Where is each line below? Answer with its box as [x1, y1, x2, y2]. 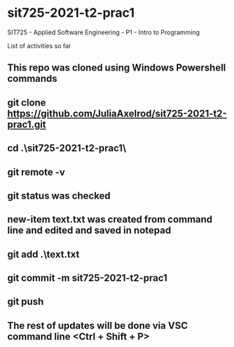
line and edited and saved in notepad [7, 225, 172, 236]
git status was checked [7, 190, 111, 201]
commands [7, 73, 57, 85]
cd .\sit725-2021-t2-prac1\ [7, 142, 127, 155]
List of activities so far [7, 41, 71, 50]
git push [7, 296, 44, 308]
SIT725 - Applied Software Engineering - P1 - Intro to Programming [7, 28, 200, 36]
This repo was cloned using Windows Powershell [7, 62, 226, 74]
